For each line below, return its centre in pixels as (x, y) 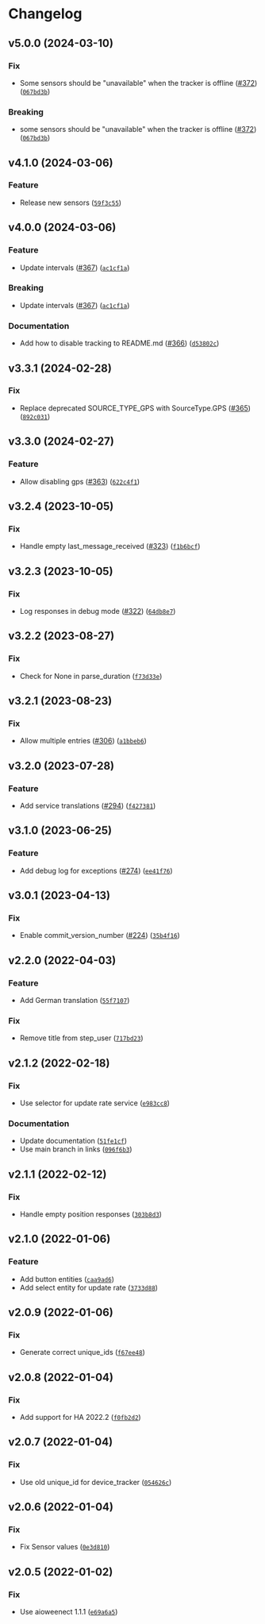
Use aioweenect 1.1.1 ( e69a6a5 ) (69, 1612)
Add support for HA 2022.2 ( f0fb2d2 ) (80, 1418)
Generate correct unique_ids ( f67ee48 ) (82, 1352)
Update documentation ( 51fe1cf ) (73, 1141)
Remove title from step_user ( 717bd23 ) (82, 1038)
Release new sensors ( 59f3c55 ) (70, 203)
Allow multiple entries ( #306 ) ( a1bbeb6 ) (83, 741)
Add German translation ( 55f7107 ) (75, 1001)
